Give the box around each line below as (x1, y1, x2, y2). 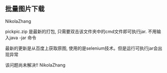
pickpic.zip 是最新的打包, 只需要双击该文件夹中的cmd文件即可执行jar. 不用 (5, 28, 157, 34)
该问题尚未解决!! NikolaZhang (5, 62, 66, 68)
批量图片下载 (5, 4, 45, 13)
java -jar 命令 (9, 34, 36, 41)
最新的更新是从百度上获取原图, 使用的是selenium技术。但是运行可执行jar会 (5, 45, 158, 51)
